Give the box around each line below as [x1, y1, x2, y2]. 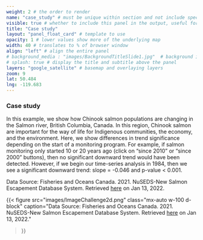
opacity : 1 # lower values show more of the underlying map [6, 37, 161, 43]
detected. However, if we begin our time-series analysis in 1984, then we [6, 160, 187, 168]
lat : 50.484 [6, 76, 36, 82]
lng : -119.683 [6, 82, 42, 88]
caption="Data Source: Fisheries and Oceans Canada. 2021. [24, 203, 173, 210]
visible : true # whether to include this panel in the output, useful [6, 20, 188, 26]
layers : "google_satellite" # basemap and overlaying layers [6, 65, 164, 71]
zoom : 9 [6, 71, 26, 77]
